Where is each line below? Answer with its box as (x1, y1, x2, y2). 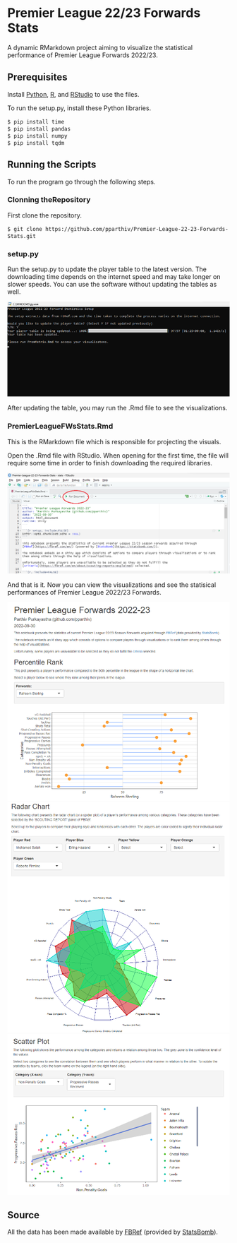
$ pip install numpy (7, 132, 68, 139)
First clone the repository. (7, 210, 83, 220)
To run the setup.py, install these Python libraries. (7, 104, 152, 112)
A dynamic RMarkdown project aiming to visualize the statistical (7, 43, 193, 52)
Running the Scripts (7, 159, 97, 171)
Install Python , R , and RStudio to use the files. (7, 90, 140, 98)
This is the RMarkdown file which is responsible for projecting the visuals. (7, 437, 221, 446)
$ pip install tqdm (7, 139, 65, 146)
